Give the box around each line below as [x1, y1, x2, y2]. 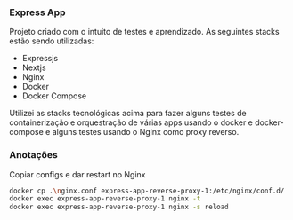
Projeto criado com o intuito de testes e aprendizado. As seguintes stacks [9, 27, 280, 37]
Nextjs [21, 62, 46, 73]
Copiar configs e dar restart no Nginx [9, 169, 146, 179]
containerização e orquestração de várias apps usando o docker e [9, 117, 254, 128]
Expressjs [21, 53, 59, 64]
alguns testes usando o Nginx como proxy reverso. [52, 127, 240, 137]
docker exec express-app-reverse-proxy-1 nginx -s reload [9, 202, 229, 212]
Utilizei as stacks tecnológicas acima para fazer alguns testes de [9, 108, 247, 119]
